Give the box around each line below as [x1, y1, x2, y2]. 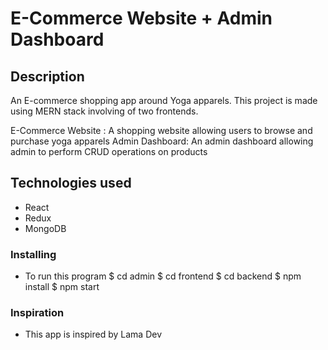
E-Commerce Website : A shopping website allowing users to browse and [10, 125, 313, 136]
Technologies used [10, 175, 132, 192]
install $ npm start [24, 281, 100, 293]
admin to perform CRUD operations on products [10, 146, 208, 157]
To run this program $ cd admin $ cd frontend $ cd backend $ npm [24, 270, 302, 282]
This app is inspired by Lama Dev [24, 328, 163, 341]
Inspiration [10, 306, 65, 320]
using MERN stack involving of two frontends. [10, 105, 199, 117]
